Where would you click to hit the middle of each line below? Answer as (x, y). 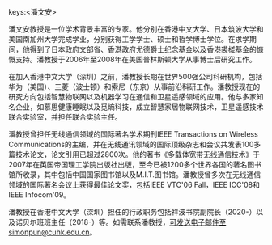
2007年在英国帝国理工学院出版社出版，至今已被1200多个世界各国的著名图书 (135, 165)
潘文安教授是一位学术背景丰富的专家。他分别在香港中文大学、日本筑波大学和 (136, 29)
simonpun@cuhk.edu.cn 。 (53, 232)
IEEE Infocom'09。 (40, 195)
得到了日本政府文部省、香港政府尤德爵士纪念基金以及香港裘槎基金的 (143, 49)
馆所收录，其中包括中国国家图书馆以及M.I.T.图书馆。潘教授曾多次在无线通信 (135, 175)
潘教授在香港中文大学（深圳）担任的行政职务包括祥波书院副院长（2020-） (132, 212)
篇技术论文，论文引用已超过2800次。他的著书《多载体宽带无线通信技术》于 (134, 154)
